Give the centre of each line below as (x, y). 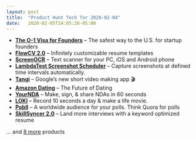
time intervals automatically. (50, 73)
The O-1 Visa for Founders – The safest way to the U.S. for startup (98, 41)
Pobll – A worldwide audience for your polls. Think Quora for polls (97, 107)
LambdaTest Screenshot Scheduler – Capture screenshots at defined (103, 66)
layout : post (23, 12)
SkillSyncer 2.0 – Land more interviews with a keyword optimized (97, 114)
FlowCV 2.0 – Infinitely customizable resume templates (84, 53)
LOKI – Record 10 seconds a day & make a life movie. (81, 101)
